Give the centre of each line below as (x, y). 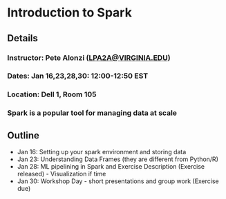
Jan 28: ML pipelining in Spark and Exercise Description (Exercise (111, 167)
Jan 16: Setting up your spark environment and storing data (102, 152)
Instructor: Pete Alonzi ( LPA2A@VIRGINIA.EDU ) (89, 58)
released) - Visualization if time (62, 174)
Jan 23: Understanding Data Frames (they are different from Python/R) (118, 159)
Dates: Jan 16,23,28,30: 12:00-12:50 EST (78, 76)
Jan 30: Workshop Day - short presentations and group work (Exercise (118, 181)
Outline (23, 135)
